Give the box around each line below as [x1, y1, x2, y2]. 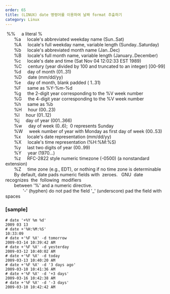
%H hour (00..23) [14, 106, 56, 113]
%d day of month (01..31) [14, 69, 72, 75]
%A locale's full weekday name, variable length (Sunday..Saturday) [14, 42, 159, 48]
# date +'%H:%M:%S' [5, 226, 47, 232]
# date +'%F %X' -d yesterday [5, 244, 70, 250]
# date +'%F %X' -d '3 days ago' [5, 262, 76, 268]
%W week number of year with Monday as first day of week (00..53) [14, 128, 162, 135]
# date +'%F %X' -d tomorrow [5, 235, 67, 240]
